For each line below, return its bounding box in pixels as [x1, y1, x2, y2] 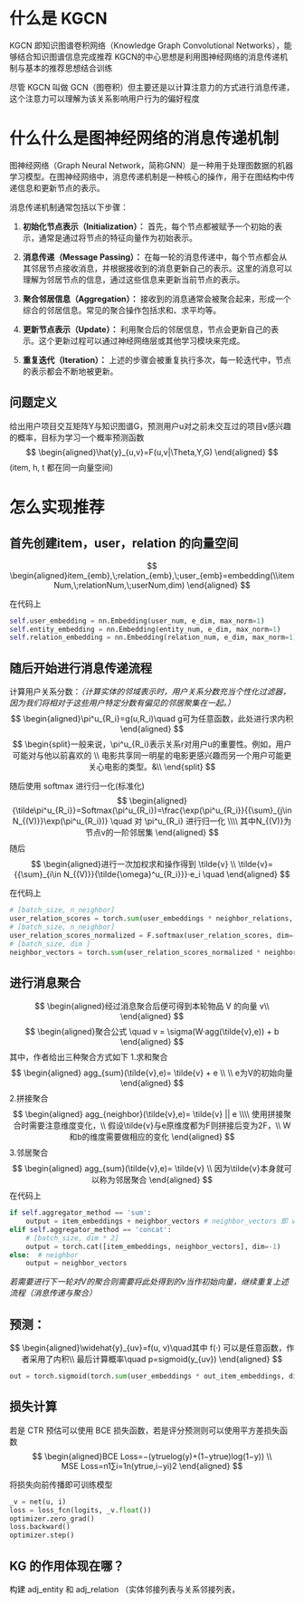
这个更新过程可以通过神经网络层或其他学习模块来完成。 [38, 335, 245, 346]
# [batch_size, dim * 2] [25, 1233, 119, 1243]
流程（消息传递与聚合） [9, 1287, 97, 1299]
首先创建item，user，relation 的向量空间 [9, 536, 239, 551]
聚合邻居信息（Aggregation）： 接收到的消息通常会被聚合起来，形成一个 [22, 293, 291, 304]
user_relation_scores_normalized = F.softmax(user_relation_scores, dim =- [9, 931, 298, 940]
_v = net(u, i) [9, 1497, 67, 1506]
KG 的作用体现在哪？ [9, 1558, 125, 1573]
